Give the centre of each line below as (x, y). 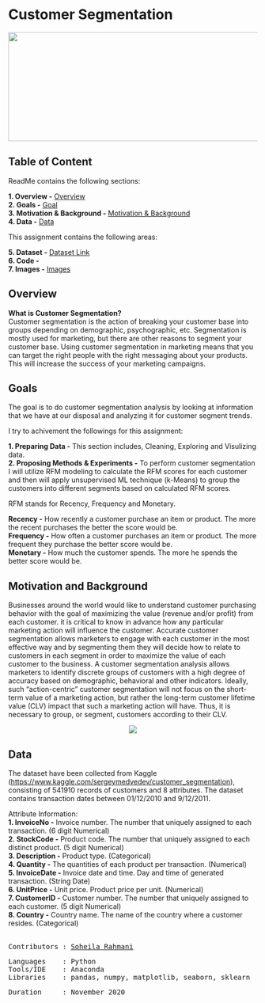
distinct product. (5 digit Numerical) (66, 847)
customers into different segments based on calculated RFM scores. (119, 488)
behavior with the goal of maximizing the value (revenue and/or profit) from (131, 614)
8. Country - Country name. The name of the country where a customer (125, 915)
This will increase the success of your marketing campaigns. (107, 363)
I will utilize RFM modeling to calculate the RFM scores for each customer (128, 472)
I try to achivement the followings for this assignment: (96, 431)
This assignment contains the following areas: (83, 237)
